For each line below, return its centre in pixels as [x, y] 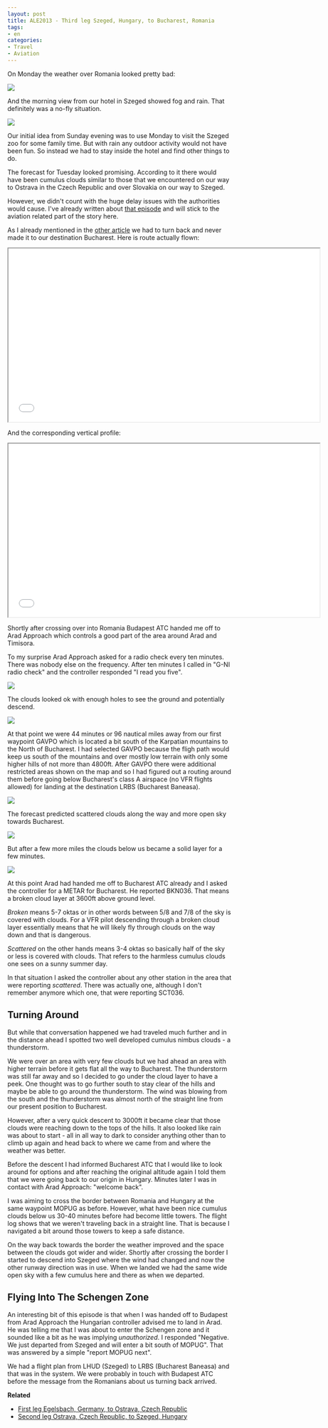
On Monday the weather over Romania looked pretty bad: [91, 74]
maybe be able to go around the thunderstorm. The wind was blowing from [117, 1091]
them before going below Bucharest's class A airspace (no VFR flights [110, 779]
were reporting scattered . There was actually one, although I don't [105, 985]
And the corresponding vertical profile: [64, 433]
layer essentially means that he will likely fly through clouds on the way [111, 927]
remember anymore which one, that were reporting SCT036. [96, 993]
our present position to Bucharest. [57, 1106]
